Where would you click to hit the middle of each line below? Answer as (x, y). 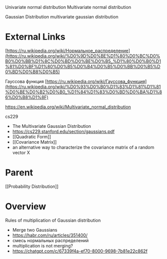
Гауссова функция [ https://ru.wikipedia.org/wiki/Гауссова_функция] (76, 81)
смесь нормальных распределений (50, 240)
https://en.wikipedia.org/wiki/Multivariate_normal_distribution (68, 107)
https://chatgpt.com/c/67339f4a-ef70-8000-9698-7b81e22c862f (80, 251)
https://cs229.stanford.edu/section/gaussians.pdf (63, 131)
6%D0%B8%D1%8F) (27, 97)
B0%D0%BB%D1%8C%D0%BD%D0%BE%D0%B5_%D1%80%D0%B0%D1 (83, 61)
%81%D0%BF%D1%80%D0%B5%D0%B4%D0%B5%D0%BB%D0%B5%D (83, 66)
